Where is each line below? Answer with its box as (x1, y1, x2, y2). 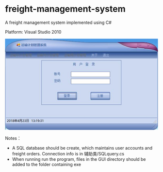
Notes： (5, 135, 21, 141)
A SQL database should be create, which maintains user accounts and (12, 145, 153, 151)
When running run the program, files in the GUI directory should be (12, 156, 147, 162)
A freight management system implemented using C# (5, 19, 112, 25)
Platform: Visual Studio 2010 (5, 29, 62, 35)
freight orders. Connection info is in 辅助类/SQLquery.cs (12, 151, 125, 156)
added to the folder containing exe (12, 161, 81, 167)
